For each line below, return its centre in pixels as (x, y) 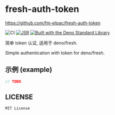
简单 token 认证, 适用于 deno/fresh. (41, 43)
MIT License (17, 109)
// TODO (13, 81)
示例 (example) (29, 70)
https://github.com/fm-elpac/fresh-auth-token (53, 23)
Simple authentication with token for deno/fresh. (55, 53)
